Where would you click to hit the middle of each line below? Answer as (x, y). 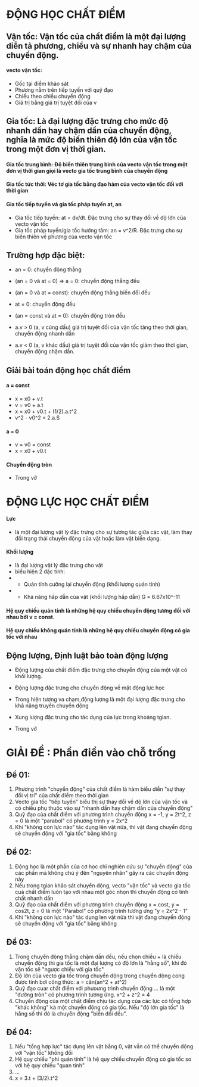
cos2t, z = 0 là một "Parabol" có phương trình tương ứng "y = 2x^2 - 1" (101, 911)
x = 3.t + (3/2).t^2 (36, 1078)
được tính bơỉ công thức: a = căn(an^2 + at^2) (71, 982)
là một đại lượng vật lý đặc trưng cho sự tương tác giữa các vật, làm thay (103, 532)
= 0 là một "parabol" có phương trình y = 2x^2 (71, 821)
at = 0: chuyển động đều (45, 304)
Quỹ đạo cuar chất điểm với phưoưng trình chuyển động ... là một (95, 988)
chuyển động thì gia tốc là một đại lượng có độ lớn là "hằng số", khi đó (101, 963)
